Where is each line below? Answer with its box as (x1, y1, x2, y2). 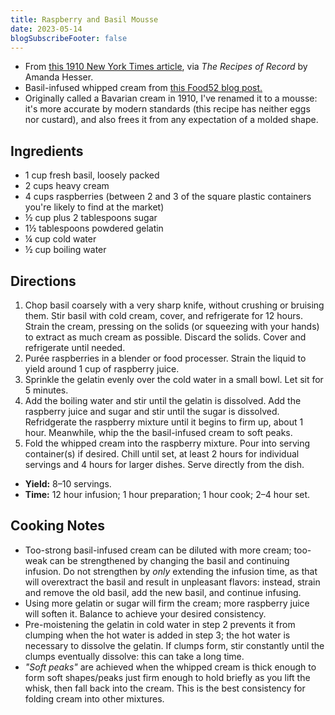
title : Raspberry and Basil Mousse (10, 14, 159, 25)
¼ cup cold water (24, 233, 97, 245)
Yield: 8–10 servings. (24, 478, 112, 490)
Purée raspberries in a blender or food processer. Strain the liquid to (24, 352, 307, 364)
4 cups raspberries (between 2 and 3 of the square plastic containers (24, 191, 312, 203)
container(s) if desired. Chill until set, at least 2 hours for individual (24, 448, 300, 460)
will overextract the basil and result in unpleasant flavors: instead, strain (24, 576, 321, 588)
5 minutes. (24, 384, 69, 396)
